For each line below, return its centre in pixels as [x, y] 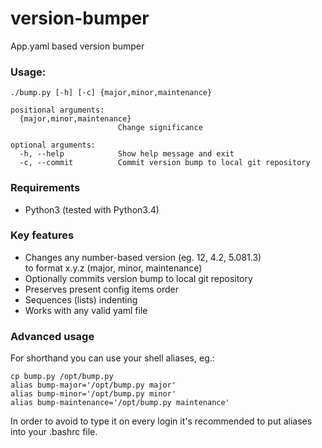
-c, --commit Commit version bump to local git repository [165, 163]
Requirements [45, 188]
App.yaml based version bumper [77, 46]
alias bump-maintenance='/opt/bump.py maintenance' [120, 403]
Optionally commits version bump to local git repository [138, 278]
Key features [42, 235]
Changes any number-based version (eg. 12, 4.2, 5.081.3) [143, 257]
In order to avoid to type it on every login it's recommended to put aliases [161, 421]
